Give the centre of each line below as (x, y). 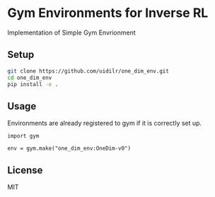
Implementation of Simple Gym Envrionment (71, 32)
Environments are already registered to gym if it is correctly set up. (105, 123)
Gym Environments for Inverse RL (108, 13)
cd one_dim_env (30, 78)
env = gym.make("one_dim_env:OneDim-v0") (69, 149)
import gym (23, 136)
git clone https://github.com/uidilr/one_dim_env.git (88, 71)
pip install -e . (33, 84)
